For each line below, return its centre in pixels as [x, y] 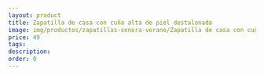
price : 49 [24, 37]
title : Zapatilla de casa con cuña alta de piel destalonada [110, 23]
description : [29, 52]
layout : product [35, 15]
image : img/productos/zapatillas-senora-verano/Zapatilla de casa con [126, 30]
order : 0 [22, 59]
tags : [17, 45]
